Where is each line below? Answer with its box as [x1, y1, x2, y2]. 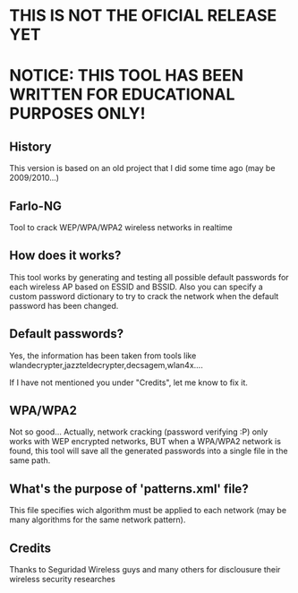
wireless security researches [9, 574, 116, 585]
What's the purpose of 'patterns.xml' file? [9, 481, 249, 496]
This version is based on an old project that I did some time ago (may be [9, 163, 276, 174]
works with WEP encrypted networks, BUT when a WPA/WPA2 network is [9, 436, 282, 447]
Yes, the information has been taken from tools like [9, 350, 197, 361]
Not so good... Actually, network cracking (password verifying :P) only [9, 426, 268, 437]
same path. [9, 455, 51, 466]
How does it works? [9, 248, 122, 263]
